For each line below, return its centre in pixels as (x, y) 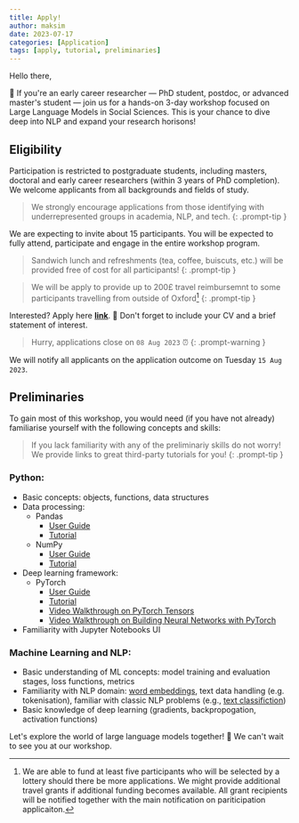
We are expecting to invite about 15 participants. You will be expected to (141, 233)
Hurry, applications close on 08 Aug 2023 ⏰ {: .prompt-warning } (148, 342)
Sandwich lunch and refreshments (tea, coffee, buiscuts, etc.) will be (157, 260)
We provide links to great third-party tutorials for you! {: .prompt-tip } (157, 455)
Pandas (49, 516)
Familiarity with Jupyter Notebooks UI (91, 629)
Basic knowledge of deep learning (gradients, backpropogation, (139, 710)
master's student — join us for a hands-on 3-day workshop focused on (139, 102)
